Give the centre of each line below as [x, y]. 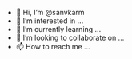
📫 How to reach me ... [53, 47]
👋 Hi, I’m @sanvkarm [50, 12]
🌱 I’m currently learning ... [58, 29]
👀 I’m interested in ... [50, 21]
